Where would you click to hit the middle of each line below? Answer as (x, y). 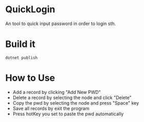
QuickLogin (30, 9)
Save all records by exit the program (51, 108)
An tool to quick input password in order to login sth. (61, 23)
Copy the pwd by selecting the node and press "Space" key (76, 103)
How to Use (30, 78)
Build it (20, 44)
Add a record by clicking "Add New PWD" (57, 92)
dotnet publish (22, 58)
